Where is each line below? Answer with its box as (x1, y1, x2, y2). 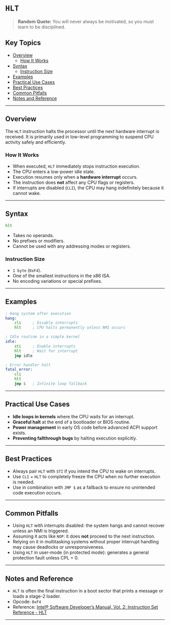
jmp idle (14, 353, 33, 358)
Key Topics (5, 39, 41, 47)
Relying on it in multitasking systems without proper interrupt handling (12, 539, 159, 545)
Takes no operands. (12, 232, 54, 238)
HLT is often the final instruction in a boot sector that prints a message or (12, 588, 163, 594)
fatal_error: (5, 367, 33, 372)
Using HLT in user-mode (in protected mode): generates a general (12, 549, 149, 555)
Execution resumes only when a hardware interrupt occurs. (12, 174, 138, 180)
